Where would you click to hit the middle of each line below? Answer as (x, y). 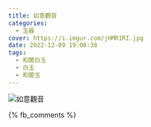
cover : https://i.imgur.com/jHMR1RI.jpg (76, 38)
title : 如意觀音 (33, 16)
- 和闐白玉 (31, 61)
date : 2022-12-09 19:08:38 (53, 46)
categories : (28, 23)
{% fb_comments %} (43, 115)
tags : (17, 53)
